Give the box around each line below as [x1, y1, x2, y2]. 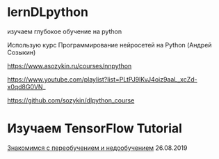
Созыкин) [7, 48, 36, 56]
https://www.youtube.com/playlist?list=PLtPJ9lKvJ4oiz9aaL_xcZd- [7, 75, 197, 84]
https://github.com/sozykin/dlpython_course [7, 96, 135, 105]
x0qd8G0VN [7, 82, 43, 91]
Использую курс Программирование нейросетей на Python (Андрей [7, 40, 212, 49]
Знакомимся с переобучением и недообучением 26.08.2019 [7, 144, 188, 152]
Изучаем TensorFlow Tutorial [7, 121, 183, 137]
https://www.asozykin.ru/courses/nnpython [7, 61, 132, 70]
